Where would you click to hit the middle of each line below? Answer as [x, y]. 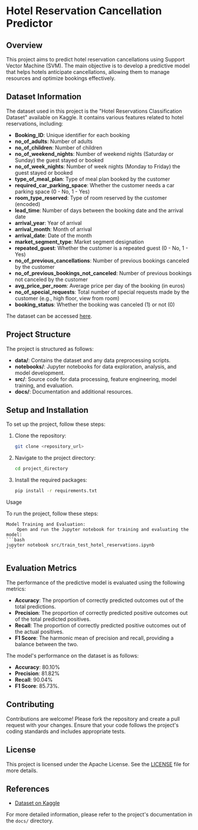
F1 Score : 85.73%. [37, 686]
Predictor [30, 23]
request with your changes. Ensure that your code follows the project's [92, 725]
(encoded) [27, 204]
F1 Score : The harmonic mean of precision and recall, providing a [94, 638]
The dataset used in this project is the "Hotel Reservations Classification [94, 111]
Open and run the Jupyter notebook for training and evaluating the [103, 530]
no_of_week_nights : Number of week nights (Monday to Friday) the [97, 166]
